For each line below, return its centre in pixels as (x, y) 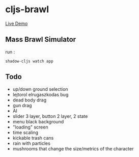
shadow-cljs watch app (29, 61)
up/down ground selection (40, 89)
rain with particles (32, 143)
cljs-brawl (27, 9)
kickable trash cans (33, 138)
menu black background (38, 121)
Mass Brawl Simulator (41, 40)
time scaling (25, 132)
